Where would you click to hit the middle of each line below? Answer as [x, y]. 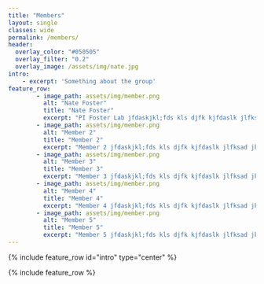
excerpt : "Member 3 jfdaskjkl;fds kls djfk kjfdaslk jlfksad [145, 177]
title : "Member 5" [73, 228]
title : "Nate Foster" [78, 111]
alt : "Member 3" [70, 162]
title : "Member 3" [73, 169]
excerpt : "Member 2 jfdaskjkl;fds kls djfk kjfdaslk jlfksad [145, 147]
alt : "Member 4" [70, 191]
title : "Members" [37, 15]
